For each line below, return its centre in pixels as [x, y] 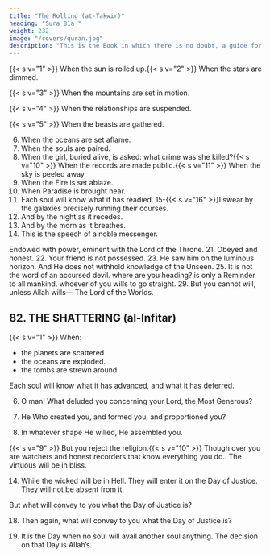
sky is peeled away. [54, 174]
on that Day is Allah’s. [56, 544]
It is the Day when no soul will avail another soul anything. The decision [139, 536]
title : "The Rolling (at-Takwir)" [67, 16]
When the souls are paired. [66, 148]
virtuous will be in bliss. [48, 465]
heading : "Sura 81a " [46, 23]
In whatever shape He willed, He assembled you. [102, 432]
